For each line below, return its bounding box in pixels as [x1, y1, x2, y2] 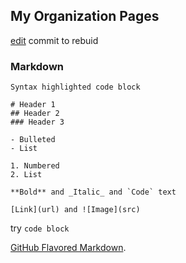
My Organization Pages [10, 8, 160, 25]
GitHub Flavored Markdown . [10, 242, 127, 254]
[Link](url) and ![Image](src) [10, 205, 141, 215]
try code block [10, 222, 70, 234]
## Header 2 [10, 109, 60, 119]
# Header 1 [10, 100, 56, 110]
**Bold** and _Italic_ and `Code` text [10, 187, 177, 198]
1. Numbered [10, 161, 60, 171]
